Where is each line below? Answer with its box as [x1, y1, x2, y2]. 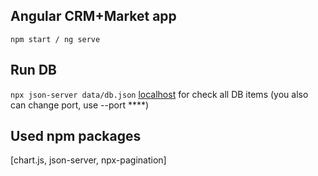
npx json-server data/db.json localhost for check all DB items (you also [10, 88, 309, 100]
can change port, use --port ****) [10, 99, 150, 111]
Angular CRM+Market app [10, 8, 177, 25]
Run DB [10, 62, 57, 79]
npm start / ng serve [10, 34, 101, 44]
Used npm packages [10, 128, 142, 145]
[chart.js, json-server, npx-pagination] [10, 154, 167, 166]
